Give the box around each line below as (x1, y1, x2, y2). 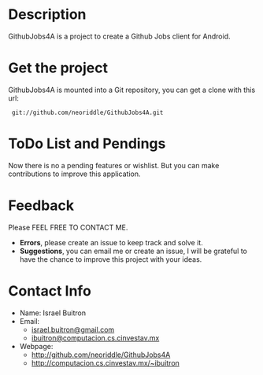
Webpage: (19, 341, 54, 351)
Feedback (8, 197, 75, 214)
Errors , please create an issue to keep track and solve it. (19, 237, 203, 247)
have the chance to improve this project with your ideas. (19, 254, 202, 264)
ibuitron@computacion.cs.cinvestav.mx (31, 333, 160, 343)
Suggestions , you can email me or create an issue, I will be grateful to (19, 246, 248, 256)
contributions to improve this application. (8, 169, 141, 178)
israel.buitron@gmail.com (31, 325, 115, 334)
